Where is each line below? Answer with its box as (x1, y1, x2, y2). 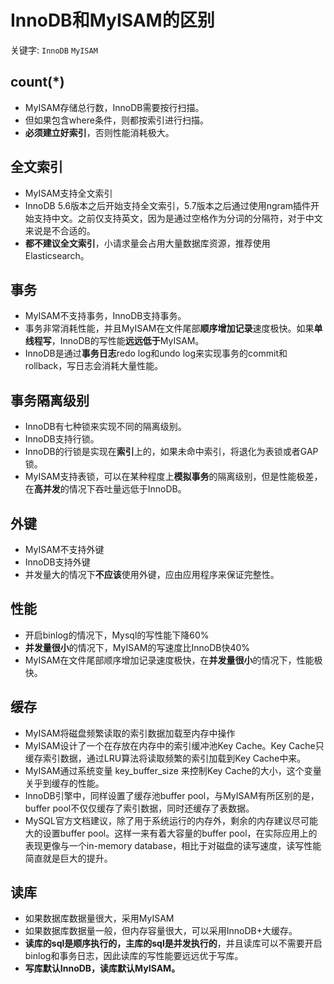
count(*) (10, 74, 65, 91)
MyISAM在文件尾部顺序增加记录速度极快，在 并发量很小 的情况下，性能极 (24, 654, 323, 666)
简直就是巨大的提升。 (24, 852, 113, 864)
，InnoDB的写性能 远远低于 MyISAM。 (51, 335, 205, 347)
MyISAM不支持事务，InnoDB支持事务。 (24, 310, 187, 322)
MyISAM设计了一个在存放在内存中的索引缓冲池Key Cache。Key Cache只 (24, 739, 325, 751)
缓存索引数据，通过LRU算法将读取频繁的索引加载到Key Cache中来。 (24, 752, 307, 764)
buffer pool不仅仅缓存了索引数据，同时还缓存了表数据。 (24, 802, 255, 814)
